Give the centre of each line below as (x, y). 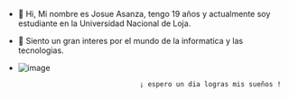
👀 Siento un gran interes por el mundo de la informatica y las (131, 41)
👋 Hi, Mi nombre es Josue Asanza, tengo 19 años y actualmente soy (144, 14)
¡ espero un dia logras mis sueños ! (210, 85)
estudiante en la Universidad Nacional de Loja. (104, 23)
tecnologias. (41, 50)
